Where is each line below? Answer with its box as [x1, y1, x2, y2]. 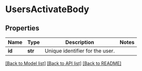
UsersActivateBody [5, 4, 90, 15]
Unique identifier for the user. [45, 47, 115, 54]
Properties [5, 24, 40, 32]
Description [65, 39, 94, 46]
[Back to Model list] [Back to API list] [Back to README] [5, 60, 122, 66]
